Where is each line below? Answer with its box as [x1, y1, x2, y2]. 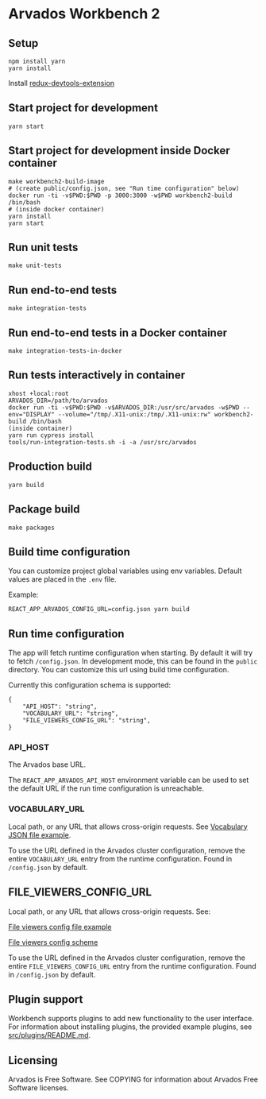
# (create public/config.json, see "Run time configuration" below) [8, 184, 240, 192]
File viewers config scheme [8, 937, 98, 946]
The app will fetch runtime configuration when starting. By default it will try [8, 648, 253, 658]
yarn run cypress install [8, 431, 94, 439]
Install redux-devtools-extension [8, 79, 115, 87]
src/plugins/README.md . [8, 1031, 91, 1040]
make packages [8, 524, 56, 532]
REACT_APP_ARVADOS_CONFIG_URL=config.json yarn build [8, 606, 191, 613]
